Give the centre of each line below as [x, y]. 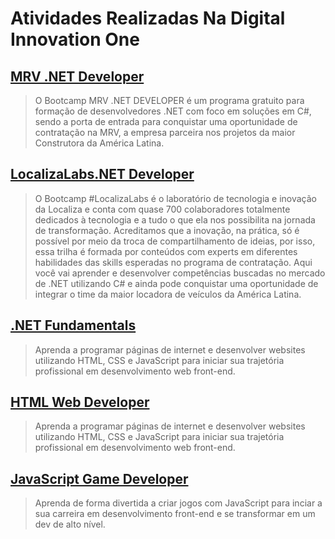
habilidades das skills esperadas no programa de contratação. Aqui [173, 262]
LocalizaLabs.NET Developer [102, 174]
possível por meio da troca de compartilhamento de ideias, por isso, [175, 241]
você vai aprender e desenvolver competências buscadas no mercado [180, 273]
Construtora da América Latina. [99, 143]
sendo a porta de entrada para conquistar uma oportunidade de [166, 121]
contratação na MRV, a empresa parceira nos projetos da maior [165, 132]
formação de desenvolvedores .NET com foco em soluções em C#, [173, 111]
